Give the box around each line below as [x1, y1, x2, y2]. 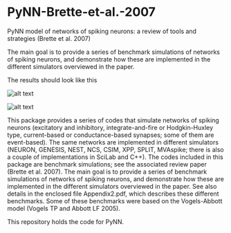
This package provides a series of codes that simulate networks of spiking [7, 115, 219, 124]
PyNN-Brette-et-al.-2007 [7, 4, 156, 20]
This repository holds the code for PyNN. [7, 217, 124, 225]
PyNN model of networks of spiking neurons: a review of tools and [7, 27, 197, 35]
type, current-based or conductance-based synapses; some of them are [7, 131, 214, 139]
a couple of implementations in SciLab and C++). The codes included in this [7, 153, 223, 161]
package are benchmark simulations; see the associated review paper [7, 160, 207, 168]
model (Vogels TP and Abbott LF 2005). [7, 204, 121, 212]
